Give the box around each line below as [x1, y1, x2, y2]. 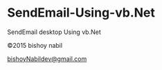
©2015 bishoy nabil [7, 41, 63, 49]
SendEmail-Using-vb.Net [7, 5, 156, 21]
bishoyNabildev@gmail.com [7, 54, 87, 63]
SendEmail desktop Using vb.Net [7, 28, 102, 36]
